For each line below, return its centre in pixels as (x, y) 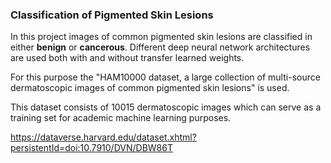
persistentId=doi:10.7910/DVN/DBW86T (91, 148)
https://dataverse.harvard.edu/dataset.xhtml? (103, 137)
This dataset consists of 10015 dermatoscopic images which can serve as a (166, 107)
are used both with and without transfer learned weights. (127, 58)
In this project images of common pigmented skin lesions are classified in (161, 37)
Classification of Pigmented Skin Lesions (112, 15)
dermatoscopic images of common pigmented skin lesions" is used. (150, 88)
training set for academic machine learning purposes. (121, 118)
